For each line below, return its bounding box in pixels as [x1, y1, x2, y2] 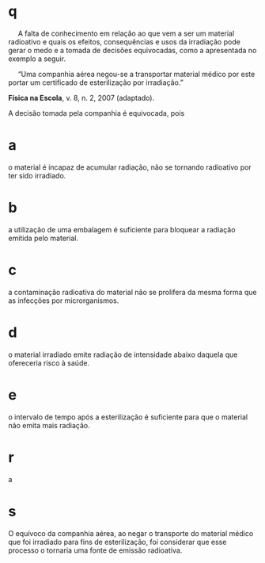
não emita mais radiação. [8, 420, 90, 430]
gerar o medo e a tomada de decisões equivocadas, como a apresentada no [8, 45, 257, 55]
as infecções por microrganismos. [8, 296, 119, 305]
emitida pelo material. [8, 233, 79, 243]
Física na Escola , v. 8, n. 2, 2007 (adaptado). [8, 93, 155, 102]
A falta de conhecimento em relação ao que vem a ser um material [17, 29, 235, 38]
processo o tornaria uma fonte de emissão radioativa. [8, 546, 183, 555]
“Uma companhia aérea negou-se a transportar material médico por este [17, 69, 256, 79]
